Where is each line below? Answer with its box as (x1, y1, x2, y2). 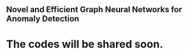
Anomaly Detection (6, 14, 79, 24)
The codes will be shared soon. (6, 38, 164, 50)
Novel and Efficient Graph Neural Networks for (6, 5, 183, 15)
